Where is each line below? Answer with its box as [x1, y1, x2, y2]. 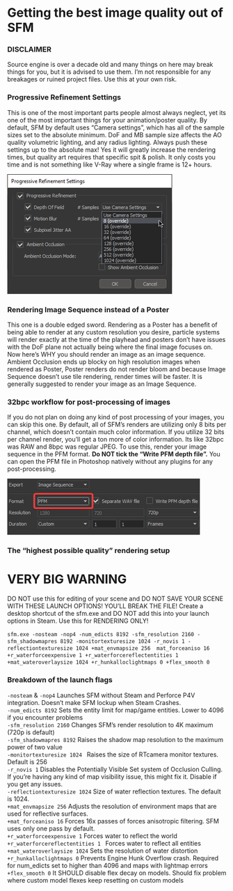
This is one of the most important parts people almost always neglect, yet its [7, 108, 226, 116]
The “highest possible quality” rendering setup [7, 545, 170, 555]
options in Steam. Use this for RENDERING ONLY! [7, 617, 149, 625]
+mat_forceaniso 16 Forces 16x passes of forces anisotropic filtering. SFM [7, 816, 219, 825]
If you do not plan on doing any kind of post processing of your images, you [7, 413, 225, 421]
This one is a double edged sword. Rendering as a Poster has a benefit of [7, 320, 218, 329]
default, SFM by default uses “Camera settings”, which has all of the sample [7, 123, 225, 132]
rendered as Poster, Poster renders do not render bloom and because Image [7, 365, 226, 373]
